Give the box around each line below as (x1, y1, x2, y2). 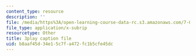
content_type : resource (6, 8, 64, 15)
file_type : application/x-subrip (6, 24, 87, 31)
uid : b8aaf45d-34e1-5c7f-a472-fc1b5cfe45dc (6, 41, 114, 47)
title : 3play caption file (6, 36, 72, 41)
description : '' (6, 14, 45, 20)
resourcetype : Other (6, 30, 57, 36)
